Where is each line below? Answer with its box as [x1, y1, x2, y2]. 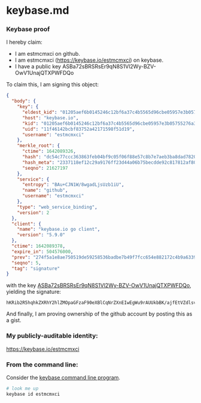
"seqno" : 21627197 [22, 165, 68, 171]
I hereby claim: [6, 38, 43, 46]
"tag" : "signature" [11, 265, 60, 272]
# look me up [6, 385, 39, 392]
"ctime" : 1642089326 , [22, 148, 77, 155]
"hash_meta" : [22, 160, 55, 166]
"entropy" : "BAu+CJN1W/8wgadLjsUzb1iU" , [22, 182, 124, 188]
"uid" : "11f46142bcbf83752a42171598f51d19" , [22, 126, 135, 132]
